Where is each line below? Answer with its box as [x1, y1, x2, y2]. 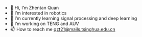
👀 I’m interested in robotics [10, 10, 67, 16]
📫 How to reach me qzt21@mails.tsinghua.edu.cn [10, 26, 116, 32]
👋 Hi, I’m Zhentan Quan [10, 5, 59, 10]
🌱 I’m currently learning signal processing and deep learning [10, 15, 137, 21]
